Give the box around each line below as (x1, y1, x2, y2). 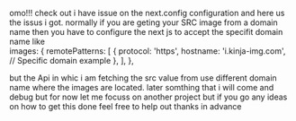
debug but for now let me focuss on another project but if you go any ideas (9, 91, 288, 102)
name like (9, 36, 45, 47)
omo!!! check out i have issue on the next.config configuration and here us (9, 8, 285, 18)
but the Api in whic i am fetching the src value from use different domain (9, 73, 277, 83)
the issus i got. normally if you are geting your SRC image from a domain (9, 17, 278, 28)
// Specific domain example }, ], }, (9, 56, 135, 65)
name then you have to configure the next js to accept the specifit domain (9, 27, 283, 37)
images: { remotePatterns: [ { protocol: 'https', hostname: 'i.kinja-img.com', (9, 46, 286, 56)
